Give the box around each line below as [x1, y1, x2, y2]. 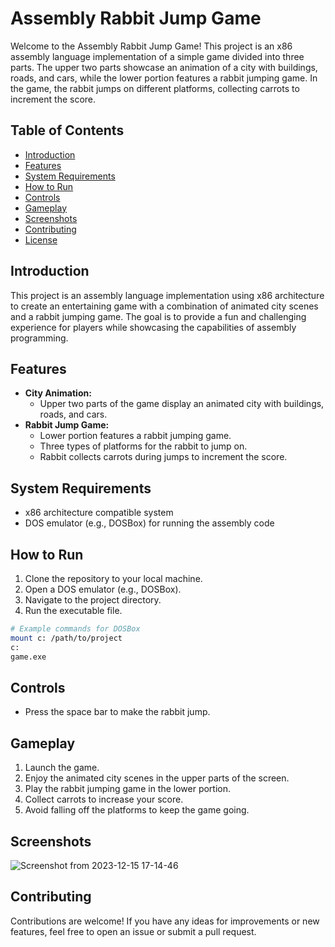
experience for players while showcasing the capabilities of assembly [10, 321, 297, 333]
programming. [10, 332, 69, 344]
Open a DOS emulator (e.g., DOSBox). [24, 583, 182, 595]
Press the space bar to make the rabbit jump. [24, 706, 211, 718]
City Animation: [24, 387, 92, 399]
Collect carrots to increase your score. [24, 793, 184, 806]
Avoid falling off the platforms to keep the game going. [24, 804, 250, 816]
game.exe [10, 652, 47, 662]
